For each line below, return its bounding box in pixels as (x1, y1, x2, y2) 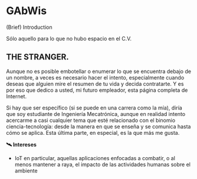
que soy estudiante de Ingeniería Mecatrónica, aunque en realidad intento (6, 110, 186, 117)
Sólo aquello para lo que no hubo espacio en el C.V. (6, 35, 132, 42)
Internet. (6, 92, 27, 100)
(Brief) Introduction (6, 24, 52, 31)
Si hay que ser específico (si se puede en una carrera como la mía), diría (6, 104, 183, 111)
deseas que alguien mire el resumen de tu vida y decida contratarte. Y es (6, 80, 184, 87)
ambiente (14, 167, 38, 174)
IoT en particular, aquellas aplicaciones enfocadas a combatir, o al (14, 154, 176, 161)
